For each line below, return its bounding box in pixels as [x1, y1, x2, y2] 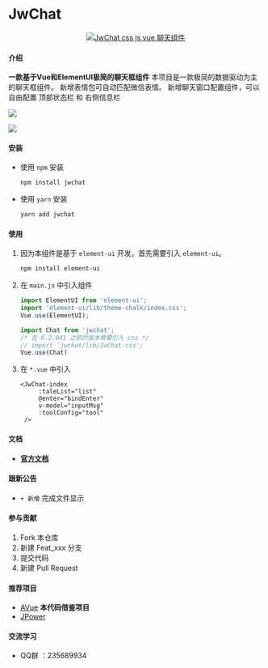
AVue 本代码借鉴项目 [19, 602, 90, 612]
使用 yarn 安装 [19, 194, 68, 204]
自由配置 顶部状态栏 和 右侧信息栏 [8, 92, 121, 102]
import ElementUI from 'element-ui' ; [19, 296, 148, 304]
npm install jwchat [19, 179, 86, 187]
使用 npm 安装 [19, 163, 65, 172]
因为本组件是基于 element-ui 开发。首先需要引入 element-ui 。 [19, 249, 226, 258]
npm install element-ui [19, 265, 101, 273]
